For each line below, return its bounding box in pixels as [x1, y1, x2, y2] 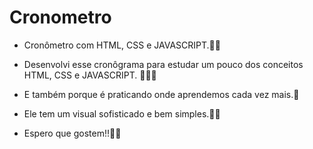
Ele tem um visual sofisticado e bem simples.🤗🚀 [23, 107, 221, 120]
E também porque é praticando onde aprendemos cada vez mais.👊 [23, 88, 300, 100]
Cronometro [9, 6, 112, 29]
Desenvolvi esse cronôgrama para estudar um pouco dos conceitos [23, 58, 304, 70]
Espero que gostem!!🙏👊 [23, 127, 122, 139]
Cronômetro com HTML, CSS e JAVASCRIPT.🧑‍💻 [23, 39, 221, 51]
